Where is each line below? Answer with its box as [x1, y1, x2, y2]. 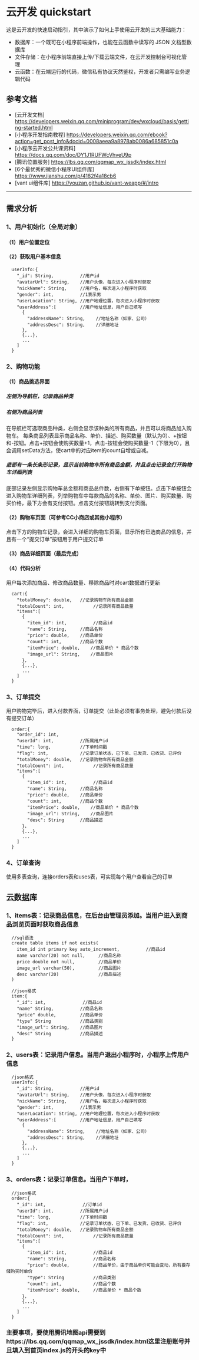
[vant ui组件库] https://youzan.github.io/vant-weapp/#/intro [14, 179, 159, 186]
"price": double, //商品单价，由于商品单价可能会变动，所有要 [27, 1262, 187, 1268]
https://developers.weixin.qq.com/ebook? [66, 131, 168, 138]
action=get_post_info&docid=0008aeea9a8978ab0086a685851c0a [14, 137, 178, 144]
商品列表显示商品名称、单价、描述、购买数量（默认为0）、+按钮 [33, 432, 187, 439]
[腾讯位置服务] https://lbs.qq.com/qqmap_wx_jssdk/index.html [14, 158, 167, 165]
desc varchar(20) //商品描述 [16, 971, 122, 977]
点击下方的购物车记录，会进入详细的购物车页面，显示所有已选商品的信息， [6, 528, 187, 535]
